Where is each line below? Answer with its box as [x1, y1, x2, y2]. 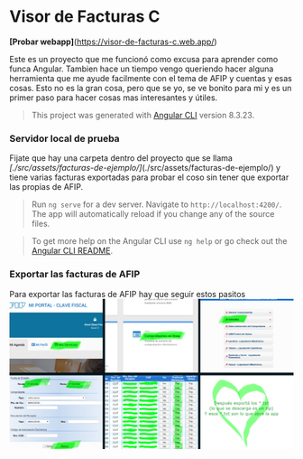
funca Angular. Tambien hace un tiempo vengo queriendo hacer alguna [9, 63, 274, 74]
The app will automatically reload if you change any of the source [31, 209, 275, 220]
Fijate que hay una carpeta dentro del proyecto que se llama [9, 153, 233, 164]
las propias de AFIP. [9, 182, 84, 192]
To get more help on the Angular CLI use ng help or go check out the [31, 236, 288, 247]
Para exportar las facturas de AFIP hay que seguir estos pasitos [9, 288, 246, 299]
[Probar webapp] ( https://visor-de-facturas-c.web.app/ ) [9, 36, 218, 47]
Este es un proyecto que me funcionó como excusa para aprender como [9, 53, 279, 64]
